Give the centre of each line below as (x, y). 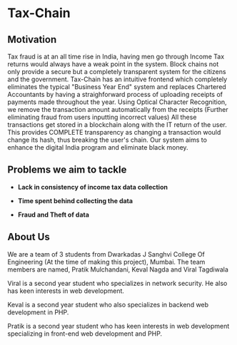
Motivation (32, 40)
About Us (29, 237)
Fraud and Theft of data (53, 215)
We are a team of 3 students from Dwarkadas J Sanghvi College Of (106, 254)
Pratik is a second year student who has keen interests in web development (118, 326)
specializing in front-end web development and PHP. (85, 334)
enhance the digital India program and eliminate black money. (98, 147)
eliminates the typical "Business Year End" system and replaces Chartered (117, 87)
